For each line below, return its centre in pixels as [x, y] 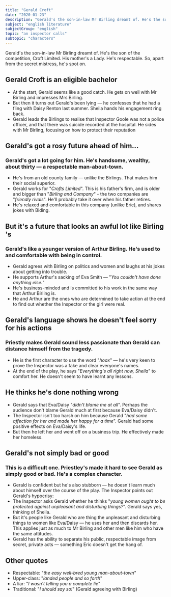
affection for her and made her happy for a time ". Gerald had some [83, 421]
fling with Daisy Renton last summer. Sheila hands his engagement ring [87, 108]
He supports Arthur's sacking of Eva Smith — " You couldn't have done [87, 277]
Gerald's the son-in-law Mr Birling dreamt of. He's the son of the [73, 53]
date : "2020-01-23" [26, 15]
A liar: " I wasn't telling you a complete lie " [56, 584]
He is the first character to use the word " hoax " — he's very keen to [84, 360]
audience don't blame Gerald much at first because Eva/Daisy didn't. [85, 410]
